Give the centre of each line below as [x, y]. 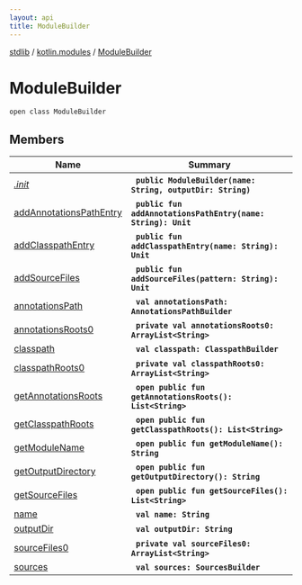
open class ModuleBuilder [58, 112]
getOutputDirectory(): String [195, 477]
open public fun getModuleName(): [209, 444]
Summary [209, 165]
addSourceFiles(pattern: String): [204, 279]
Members [37, 139]
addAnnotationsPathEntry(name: [198, 214]
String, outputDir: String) [191, 190]
